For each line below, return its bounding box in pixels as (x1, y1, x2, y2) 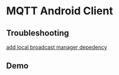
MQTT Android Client (6, 4, 113, 18)
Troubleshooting (6, 28, 70, 38)
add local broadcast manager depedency (6, 43, 107, 51)
